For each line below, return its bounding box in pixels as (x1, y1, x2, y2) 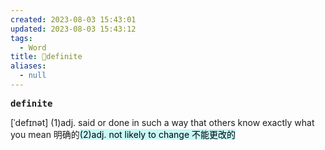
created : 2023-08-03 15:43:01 (10, 14, 137, 25)
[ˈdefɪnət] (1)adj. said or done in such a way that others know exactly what (10, 116, 315, 128)
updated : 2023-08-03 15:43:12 (10, 24, 137, 34)
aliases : (10, 61, 47, 71)
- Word (19, 42, 47, 53)
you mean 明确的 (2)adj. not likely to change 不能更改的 (10, 128, 237, 140)
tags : (10, 33, 33, 43)
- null (19, 71, 47, 81)
